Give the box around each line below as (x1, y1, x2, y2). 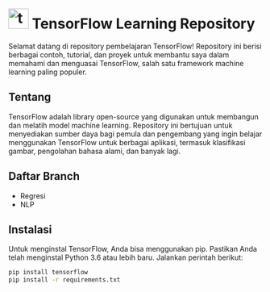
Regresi (19, 190, 46, 201)
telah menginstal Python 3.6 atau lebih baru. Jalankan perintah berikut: (8, 252, 243, 262)
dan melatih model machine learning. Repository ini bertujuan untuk (8, 120, 233, 130)
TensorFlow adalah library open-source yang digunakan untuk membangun (8, 111, 260, 121)
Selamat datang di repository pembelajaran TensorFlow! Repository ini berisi (8, 41, 262, 51)
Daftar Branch (8, 169, 81, 183)
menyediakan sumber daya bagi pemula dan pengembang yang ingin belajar (8, 129, 263, 139)
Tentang (8, 90, 52, 104)
